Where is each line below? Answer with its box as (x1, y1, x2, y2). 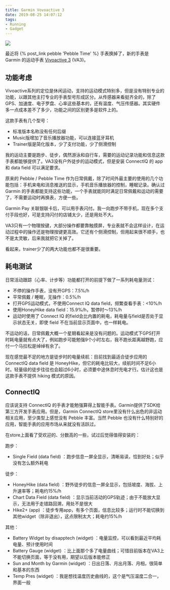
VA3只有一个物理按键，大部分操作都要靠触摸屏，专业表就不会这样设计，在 (5, 222, 160, 228)
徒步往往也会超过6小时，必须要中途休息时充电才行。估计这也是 (31, 366, 163, 372)
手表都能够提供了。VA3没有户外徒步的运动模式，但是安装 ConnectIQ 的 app (5, 158, 163, 164)
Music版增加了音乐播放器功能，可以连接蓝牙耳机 (12, 134, 114, 140)
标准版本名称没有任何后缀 (12, 128, 66, 134)
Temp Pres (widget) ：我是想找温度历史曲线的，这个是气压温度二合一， (12, 573, 162, 579)
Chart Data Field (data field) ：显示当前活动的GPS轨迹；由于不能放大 (12, 494, 156, 500)
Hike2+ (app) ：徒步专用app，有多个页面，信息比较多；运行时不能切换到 (12, 507, 164, 513)
